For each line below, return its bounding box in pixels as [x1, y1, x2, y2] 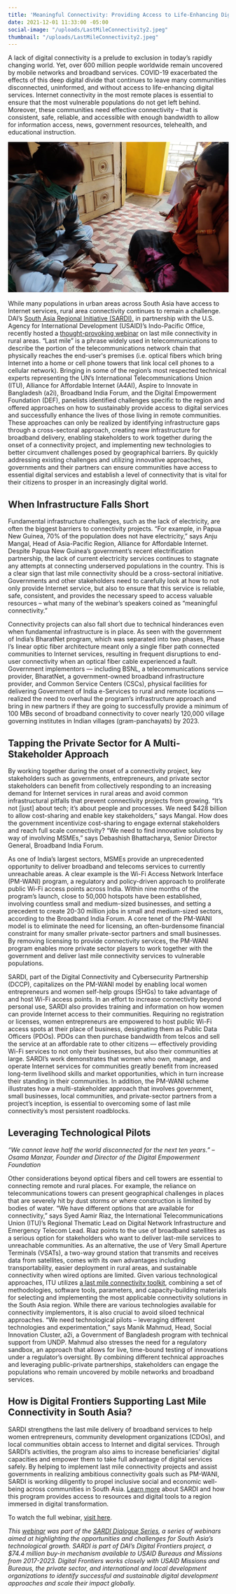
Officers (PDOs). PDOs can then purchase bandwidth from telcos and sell [8, 1032, 220, 1040]
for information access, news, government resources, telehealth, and [8, 121, 207, 129]
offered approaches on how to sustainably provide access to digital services [8, 404, 228, 412]
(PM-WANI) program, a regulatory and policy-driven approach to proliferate [8, 877, 225, 885]
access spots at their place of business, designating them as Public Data [8, 1024, 218, 1033]
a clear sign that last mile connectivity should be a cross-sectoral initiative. [8, 569, 223, 578]
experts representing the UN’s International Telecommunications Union [8, 374, 213, 382]
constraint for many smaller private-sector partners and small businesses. [8, 929, 221, 937]
